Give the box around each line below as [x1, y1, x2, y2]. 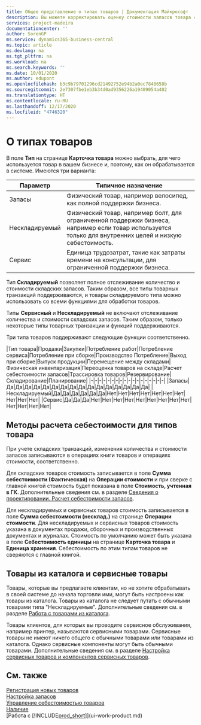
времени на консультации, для [66, 256, 157, 264]
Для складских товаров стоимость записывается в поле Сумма [6, 469, 172, 477]
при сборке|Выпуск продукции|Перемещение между [6, 358, 143, 365]
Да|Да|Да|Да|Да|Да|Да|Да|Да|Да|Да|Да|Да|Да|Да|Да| [6, 384, 150, 391]
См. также [6, 671, 48, 681]
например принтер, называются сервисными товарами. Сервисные [6, 627, 181, 635]
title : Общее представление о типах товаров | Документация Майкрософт [6, 8, 188, 15]
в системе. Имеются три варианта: [6, 167, 96, 174]
